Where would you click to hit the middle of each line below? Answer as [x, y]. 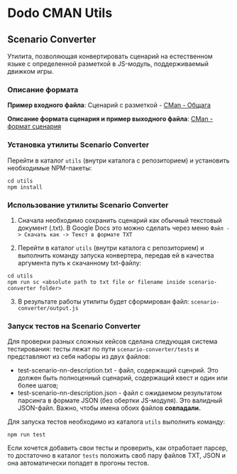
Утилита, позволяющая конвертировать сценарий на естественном [110, 56]
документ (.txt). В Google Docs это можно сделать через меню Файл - [124, 228]
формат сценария [34, 126]
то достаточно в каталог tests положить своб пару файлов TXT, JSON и [116, 456]
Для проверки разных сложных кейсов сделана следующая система [112, 341]
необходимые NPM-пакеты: [50, 167]
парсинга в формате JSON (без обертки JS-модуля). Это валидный [120, 401]
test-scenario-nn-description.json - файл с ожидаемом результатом [120, 393]
